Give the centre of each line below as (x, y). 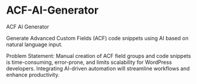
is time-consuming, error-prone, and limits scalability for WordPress (89, 62)
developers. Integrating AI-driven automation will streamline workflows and (98, 68)
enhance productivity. (33, 75)
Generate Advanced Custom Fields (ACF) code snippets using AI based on (97, 38)
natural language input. (34, 44)
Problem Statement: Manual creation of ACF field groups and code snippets (99, 56)
